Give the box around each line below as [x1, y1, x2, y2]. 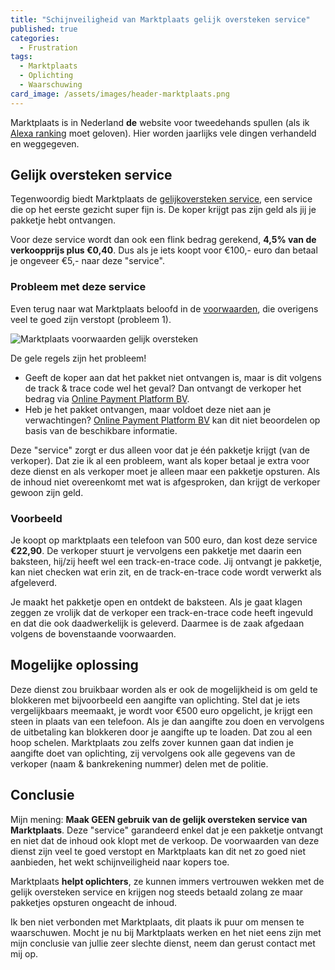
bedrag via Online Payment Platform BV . [24, 392, 190, 405]
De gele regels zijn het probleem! [10, 352, 147, 364]
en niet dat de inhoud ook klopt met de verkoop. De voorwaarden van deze [10, 834, 320, 846]
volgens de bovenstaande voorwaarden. [10, 628, 177, 640]
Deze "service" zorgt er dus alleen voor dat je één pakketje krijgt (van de [10, 444, 310, 456]
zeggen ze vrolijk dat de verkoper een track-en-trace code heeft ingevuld [10, 607, 314, 619]
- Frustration [19, 42, 78, 53]
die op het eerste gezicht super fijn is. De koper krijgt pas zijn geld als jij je [10, 204, 317, 216]
